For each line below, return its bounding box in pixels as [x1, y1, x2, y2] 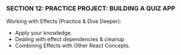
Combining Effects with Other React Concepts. [14, 42, 131, 49]
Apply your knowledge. [14, 29, 73, 36]
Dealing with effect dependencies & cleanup [14, 36, 125, 43]
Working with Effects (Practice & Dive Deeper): [6, 18, 122, 25]
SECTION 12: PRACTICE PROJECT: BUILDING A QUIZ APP [6, 4, 176, 13]
